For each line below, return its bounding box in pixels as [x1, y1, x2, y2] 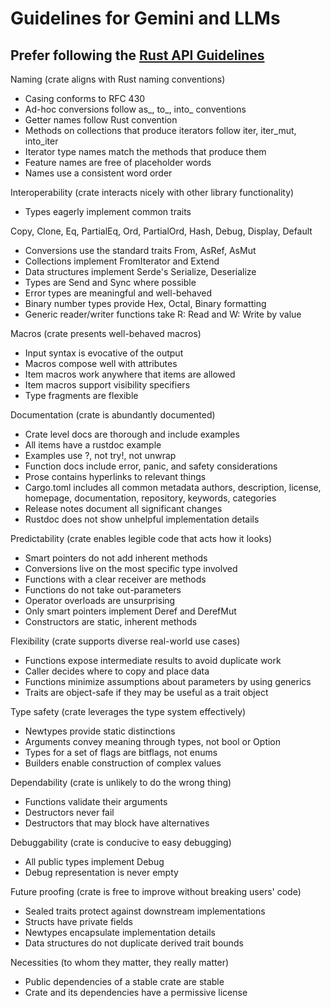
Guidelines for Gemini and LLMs [10, 7, 281, 30]
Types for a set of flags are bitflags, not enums [24, 747, 218, 758]
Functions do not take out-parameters [24, 584, 182, 596]
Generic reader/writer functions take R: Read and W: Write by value [24, 308, 302, 320]
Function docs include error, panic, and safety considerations [24, 460, 278, 472]
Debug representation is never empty [24, 867, 179, 878]
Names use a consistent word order [24, 167, 173, 179]
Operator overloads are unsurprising [24, 595, 176, 606]
